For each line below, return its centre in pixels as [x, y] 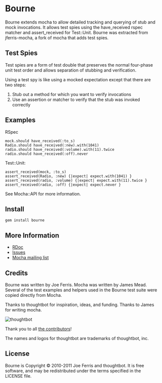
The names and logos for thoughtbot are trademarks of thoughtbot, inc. [77, 338]
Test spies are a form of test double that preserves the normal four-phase [79, 65]
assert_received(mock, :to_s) [36, 172]
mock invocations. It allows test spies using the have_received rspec [74, 27]
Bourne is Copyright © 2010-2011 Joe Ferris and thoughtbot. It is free [75, 365]
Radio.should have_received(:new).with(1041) [52, 145]
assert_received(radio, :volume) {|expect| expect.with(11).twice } [76, 180]
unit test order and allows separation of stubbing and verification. [71, 70]
